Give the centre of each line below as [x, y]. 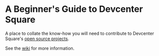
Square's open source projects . [37, 39]
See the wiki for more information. [40, 48]
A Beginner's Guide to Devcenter [74, 9]
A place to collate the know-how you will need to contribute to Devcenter [80, 33]
